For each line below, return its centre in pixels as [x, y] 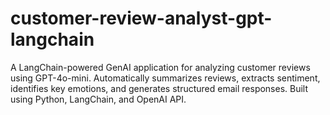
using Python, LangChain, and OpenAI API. [98, 99]
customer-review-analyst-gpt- [141, 18]
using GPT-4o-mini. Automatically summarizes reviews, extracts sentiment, [165, 78]
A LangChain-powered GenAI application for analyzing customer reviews [160, 67]
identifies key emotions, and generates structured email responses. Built [159, 88]
